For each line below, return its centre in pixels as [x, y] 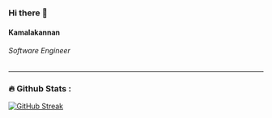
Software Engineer [40, 51]
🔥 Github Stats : [40, 88]
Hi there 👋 [28, 13]
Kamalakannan [34, 32]
